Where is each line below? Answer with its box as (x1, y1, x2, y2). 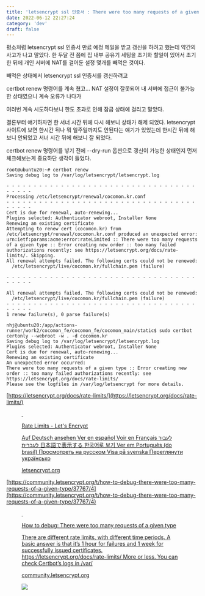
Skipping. (31, 252, 56, 259)
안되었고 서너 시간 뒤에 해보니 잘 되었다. (17, 134, 112, 141)
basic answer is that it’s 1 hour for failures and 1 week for (21, 540, 164, 548)
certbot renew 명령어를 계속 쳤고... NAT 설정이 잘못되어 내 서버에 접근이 (6, 85, 179, 92)
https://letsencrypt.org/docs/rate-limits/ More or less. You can (21, 553, 178, 560)
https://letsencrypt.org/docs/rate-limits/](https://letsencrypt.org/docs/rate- (8, 392, 197, 399)
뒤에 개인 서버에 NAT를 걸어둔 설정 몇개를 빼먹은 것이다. (12, 59, 145, 66)
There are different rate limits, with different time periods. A (21, 534, 171, 541)
